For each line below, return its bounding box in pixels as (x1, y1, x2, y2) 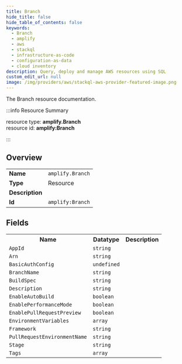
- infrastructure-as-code (11, 52, 75, 58)
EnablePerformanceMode (9, 301, 72, 308)
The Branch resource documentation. (6, 96, 97, 103)
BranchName (9, 269, 39, 275)
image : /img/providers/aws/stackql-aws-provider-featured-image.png (6, 80, 177, 86)
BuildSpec (9, 277, 36, 284)
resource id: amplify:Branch (6, 124, 75, 131)
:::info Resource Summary (6, 107, 69, 114)
